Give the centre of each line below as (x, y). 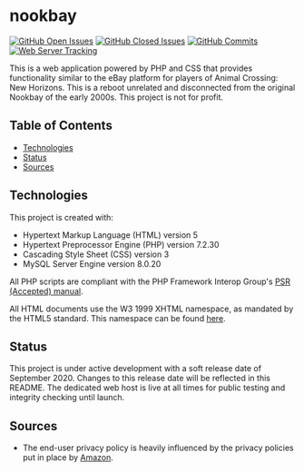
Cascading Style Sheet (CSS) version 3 (96, 254)
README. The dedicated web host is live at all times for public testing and (147, 388)
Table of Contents (61, 126)
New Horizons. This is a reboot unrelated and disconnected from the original (152, 87)
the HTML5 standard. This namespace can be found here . (118, 318)
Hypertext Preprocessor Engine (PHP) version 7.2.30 (121, 244)
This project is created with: (61, 217)
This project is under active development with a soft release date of (135, 369)
